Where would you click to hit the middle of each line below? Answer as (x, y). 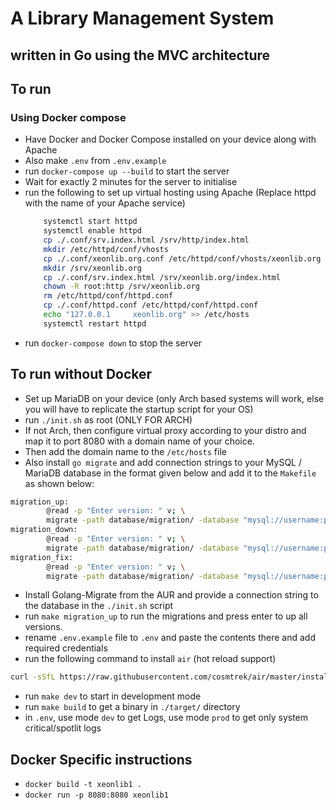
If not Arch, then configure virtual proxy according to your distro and (165, 430)
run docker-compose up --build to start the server (127, 171)
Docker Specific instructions (101, 759)
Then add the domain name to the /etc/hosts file (125, 451)
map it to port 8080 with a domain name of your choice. (139, 441)
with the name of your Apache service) (105, 203)
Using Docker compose (68, 117)
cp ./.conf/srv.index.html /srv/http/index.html (146, 240)
